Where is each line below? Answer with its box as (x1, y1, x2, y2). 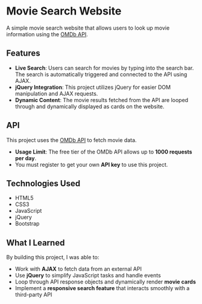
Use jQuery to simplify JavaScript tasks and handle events (14, 272, 161, 279)
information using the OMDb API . (6, 30, 89, 37)
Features (6, 48, 40, 59)
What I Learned (6, 238, 65, 248)
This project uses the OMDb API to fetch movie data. (6, 136, 137, 143)
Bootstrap (14, 220, 40, 227)
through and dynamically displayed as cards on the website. (14, 103, 165, 110)
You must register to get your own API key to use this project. (14, 161, 168, 168)
